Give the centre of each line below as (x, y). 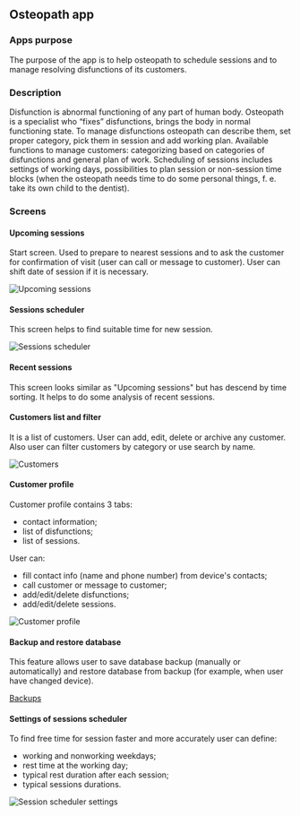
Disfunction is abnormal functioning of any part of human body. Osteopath (147, 112)
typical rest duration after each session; (95, 775)
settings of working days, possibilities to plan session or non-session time (146, 168)
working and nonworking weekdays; (89, 756)
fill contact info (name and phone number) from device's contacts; (145, 575)
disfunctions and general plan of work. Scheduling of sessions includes (141, 159)
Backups (26, 699)
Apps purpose (41, 40)
